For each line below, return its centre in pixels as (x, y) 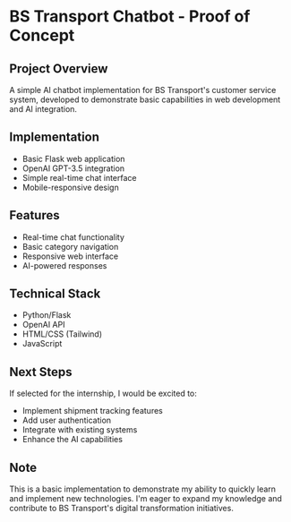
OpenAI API (43, 325)
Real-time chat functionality (73, 237)
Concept (42, 35)
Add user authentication (67, 420)
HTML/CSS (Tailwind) (62, 334)
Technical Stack (55, 294)
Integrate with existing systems (80, 430)
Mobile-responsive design (70, 187)
